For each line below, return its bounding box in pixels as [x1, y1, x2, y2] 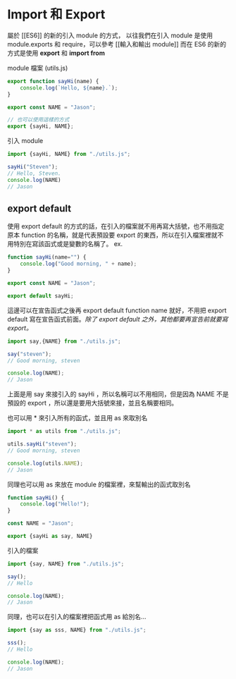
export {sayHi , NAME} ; [7, 123, 74, 130]
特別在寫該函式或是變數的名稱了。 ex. [13, 240, 123, 248]
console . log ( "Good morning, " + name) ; [20, 260, 137, 268]
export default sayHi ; [7, 292, 74, 300]
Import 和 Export [7, 6, 106, 23]
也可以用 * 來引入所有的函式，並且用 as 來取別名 [7, 414, 148, 422]
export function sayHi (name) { [7, 78, 99, 85]
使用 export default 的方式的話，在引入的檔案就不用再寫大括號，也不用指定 [7, 222, 225, 231]
